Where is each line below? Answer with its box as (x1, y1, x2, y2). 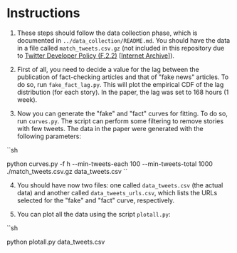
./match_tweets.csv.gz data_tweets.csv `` (6, 167, 128, 175)
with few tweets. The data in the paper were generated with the (16, 124, 204, 133)
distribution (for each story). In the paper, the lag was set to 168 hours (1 (16, 88, 229, 96)
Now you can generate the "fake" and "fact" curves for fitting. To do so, (16, 109, 228, 118)
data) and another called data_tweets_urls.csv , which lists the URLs (16, 188, 218, 197)
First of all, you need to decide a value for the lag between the (16, 65, 200, 73)
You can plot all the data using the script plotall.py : (16, 210, 172, 218)
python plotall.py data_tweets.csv (6, 237, 105, 246)
